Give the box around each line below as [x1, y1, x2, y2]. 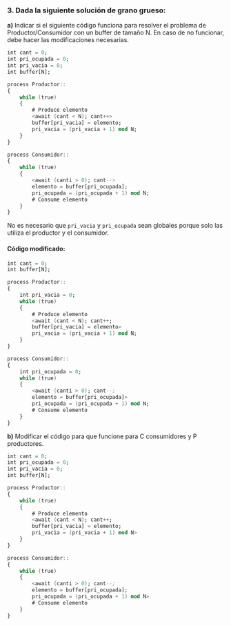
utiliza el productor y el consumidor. [7, 228, 109, 237]
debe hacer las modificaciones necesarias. [7, 36, 130, 44]
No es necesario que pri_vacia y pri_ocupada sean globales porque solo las [7, 222, 223, 230]
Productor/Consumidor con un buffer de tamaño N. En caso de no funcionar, [7, 28, 225, 37]
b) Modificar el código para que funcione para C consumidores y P [7, 432, 197, 440]
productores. [7, 439, 44, 447]
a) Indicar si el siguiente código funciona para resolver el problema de [7, 21, 207, 30]
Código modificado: [7, 244, 66, 253]
